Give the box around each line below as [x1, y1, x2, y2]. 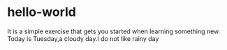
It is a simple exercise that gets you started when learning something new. [7, 27, 221, 35]
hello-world [7, 4, 77, 20]
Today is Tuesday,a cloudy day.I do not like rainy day [7, 34, 159, 42]
